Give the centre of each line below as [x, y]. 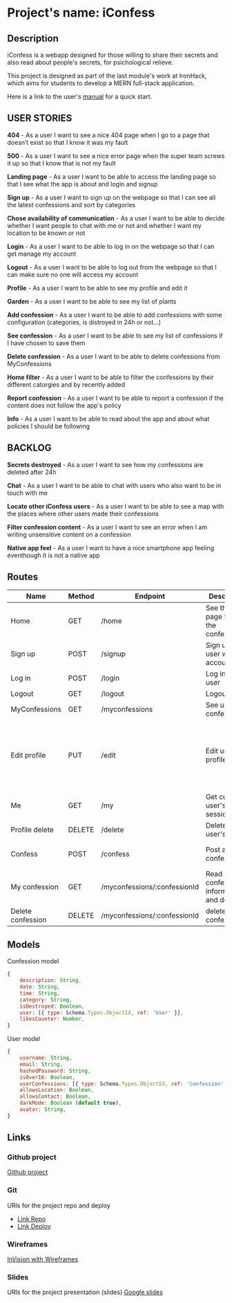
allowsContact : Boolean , [55, 1096]
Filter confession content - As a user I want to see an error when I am [107, 527]
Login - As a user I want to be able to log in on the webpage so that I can [111, 246]
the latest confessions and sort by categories [71, 204]
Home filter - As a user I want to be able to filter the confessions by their [110, 377]
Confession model [33, 961]
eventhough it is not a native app [54, 555]
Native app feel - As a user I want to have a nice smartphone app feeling [111, 548]
